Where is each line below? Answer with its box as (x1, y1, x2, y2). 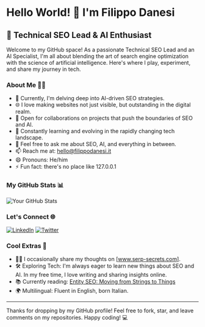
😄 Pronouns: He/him (15, 156, 68, 164)
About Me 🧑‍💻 (6, 81, 46, 89)
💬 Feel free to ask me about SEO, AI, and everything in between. (15, 141, 177, 148)
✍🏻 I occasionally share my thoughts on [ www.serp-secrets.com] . (15, 255, 181, 263)
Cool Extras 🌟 (6, 241, 47, 250)
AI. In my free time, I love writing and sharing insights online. (15, 271, 167, 279)
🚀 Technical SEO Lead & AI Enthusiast (6, 30, 152, 40)
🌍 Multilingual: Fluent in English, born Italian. (15, 287, 129, 295)
